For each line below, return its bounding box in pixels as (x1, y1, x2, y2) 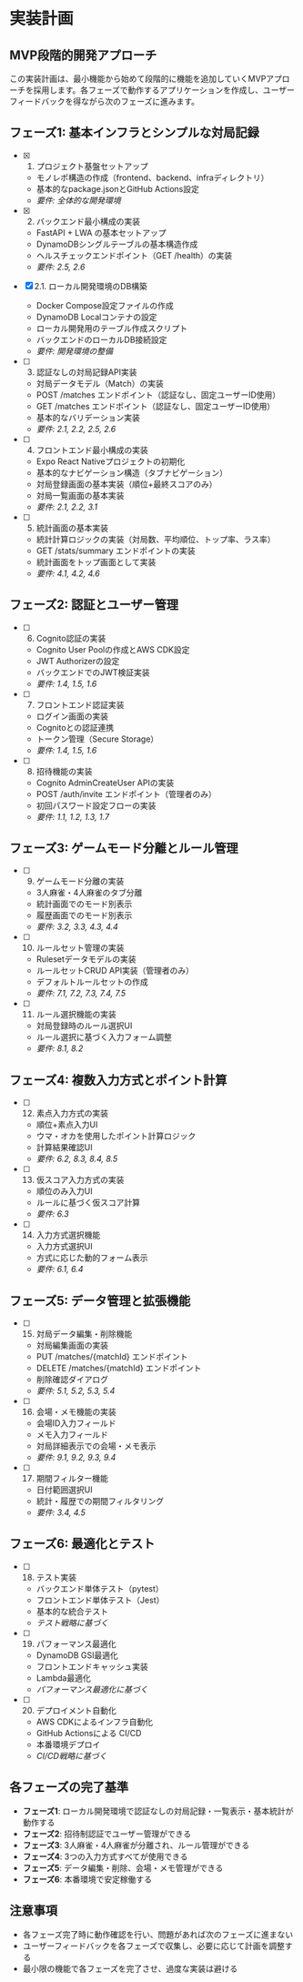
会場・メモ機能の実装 (35, 1407, 116, 1418)
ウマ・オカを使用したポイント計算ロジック (35, 1130, 197, 1142)
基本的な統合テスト (35, 1605, 109, 1616)
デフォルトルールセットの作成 (35, 976, 148, 987)
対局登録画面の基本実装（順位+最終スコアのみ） (35, 479, 217, 490)
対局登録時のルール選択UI (35, 1020, 133, 1031)
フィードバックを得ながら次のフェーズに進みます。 (9, 96, 200, 106)
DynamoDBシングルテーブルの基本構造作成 (35, 238, 198, 249)
